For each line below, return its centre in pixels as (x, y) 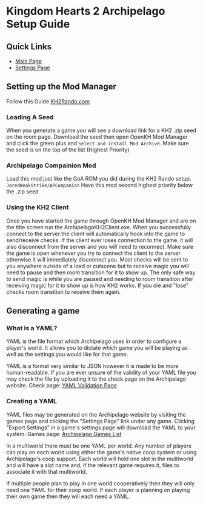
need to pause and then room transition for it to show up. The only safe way (101, 272)
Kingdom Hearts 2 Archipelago (86, 11)
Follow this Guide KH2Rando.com (48, 101)
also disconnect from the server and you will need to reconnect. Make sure (100, 246)
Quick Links (29, 47)
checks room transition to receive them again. (64, 292)
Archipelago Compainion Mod (51, 165)
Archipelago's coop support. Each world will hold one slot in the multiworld (100, 459)
